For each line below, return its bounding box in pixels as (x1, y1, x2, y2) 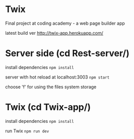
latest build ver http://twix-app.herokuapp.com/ (5, 30, 104, 36)
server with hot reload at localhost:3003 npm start (5, 74, 109, 80)
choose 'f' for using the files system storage (5, 84, 97, 90)
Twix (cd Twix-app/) (5, 102, 91, 113)
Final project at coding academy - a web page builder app (5, 20, 125, 26)
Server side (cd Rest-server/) (5, 48, 129, 59)
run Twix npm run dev (5, 127, 49, 134)
